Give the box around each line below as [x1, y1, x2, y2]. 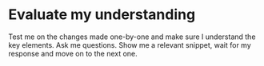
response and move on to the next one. [8, 49, 138, 58]
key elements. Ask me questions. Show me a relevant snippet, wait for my [8, 40, 252, 49]
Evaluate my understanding [8, 6, 196, 24]
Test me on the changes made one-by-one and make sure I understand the [8, 32, 256, 41]
